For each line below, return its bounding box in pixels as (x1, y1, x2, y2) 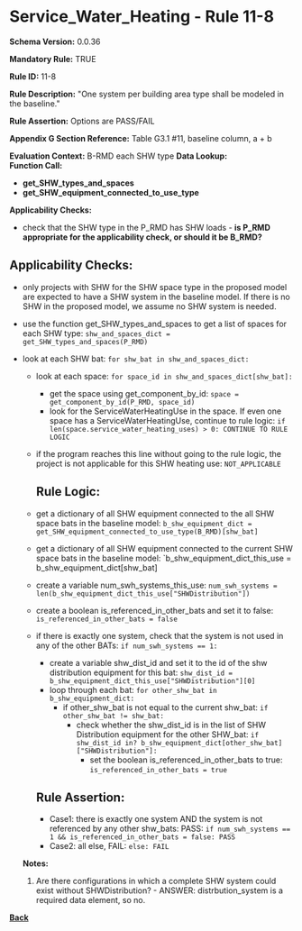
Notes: (22, 858, 49, 869)
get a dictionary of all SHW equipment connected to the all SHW (35, 507, 275, 519)
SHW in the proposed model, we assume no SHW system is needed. (22, 300, 277, 312)
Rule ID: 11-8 (9, 70, 57, 82)
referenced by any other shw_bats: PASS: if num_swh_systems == (49, 823, 291, 835)
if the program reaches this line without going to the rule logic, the (35, 448, 282, 459)
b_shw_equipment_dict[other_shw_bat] (141, 738, 283, 747)
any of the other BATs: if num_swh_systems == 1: (35, 640, 218, 651)
